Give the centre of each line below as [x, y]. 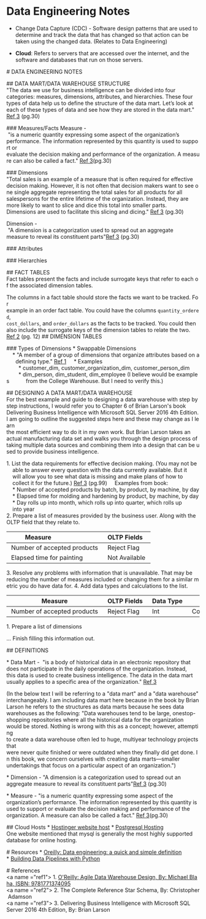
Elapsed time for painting [47, 557]
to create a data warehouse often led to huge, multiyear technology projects [102, 739]
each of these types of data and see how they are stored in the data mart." [101, 109]
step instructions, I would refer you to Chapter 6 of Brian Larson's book [96, 406]
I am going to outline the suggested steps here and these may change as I [100, 419]
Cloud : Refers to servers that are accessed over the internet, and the [102, 53]
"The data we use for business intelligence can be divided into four [91, 90]
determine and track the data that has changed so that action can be [102, 34]
